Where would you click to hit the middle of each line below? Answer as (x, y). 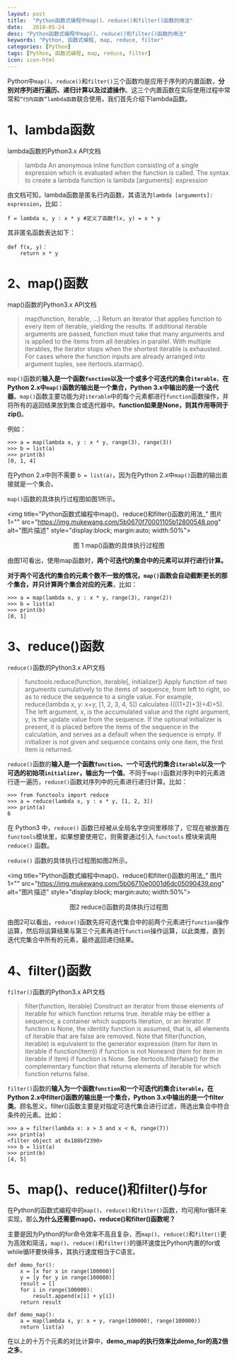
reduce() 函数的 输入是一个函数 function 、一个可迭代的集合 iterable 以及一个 (117, 764)
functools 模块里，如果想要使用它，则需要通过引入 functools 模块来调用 (112, 836)
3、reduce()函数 (56, 646)
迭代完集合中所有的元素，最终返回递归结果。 (73, 940)
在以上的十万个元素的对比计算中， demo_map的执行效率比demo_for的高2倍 (118, 1341)
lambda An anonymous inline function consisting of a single (112, 165)
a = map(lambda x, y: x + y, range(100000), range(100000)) (110, 1321)
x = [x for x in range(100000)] (68, 1272)
